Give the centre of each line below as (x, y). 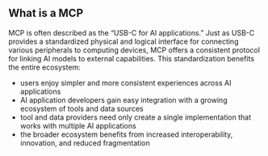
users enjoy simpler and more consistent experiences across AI (126, 82)
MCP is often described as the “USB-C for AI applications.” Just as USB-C (132, 32)
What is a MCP (46, 13)
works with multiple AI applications (78, 125)
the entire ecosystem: (44, 67)
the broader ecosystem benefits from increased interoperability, (126, 134)
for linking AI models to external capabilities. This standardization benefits (132, 58)
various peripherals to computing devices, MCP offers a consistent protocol (134, 50)
